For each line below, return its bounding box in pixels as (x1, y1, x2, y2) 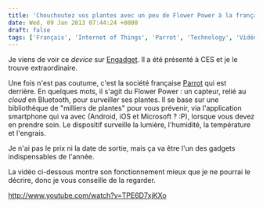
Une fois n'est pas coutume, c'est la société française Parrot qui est (8, 78, 227, 88)
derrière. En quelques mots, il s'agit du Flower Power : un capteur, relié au (8, 87, 247, 97)
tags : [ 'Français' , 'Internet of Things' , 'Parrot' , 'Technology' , (8, 33, 233, 42)
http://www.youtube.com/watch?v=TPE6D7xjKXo (8, 191, 167, 200)
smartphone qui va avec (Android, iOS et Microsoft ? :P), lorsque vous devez (8, 111, 255, 122)
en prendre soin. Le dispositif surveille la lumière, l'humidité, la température (8, 120, 251, 130)
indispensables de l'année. (8, 152, 95, 162)
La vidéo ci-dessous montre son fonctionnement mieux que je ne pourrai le (8, 167, 250, 177)
